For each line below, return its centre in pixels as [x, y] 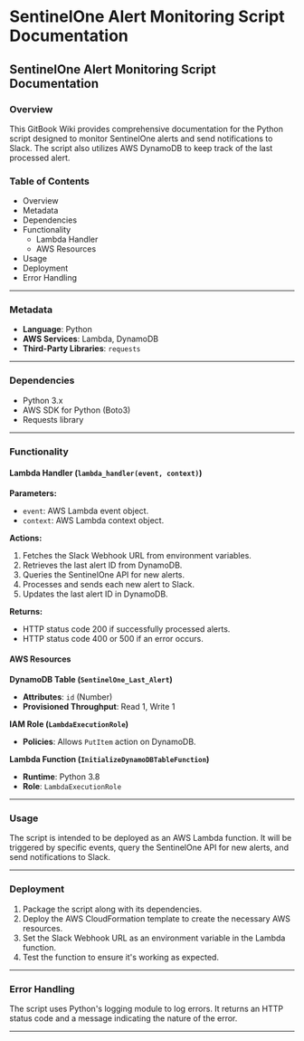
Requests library [53, 419]
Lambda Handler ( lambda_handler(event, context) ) [106, 473]
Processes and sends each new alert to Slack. [109, 584]
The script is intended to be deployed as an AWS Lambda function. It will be [151, 838]
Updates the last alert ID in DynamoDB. [95, 594]
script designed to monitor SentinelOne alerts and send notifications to [141, 138]
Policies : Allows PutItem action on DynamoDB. [109, 742]
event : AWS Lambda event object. [85, 511]
